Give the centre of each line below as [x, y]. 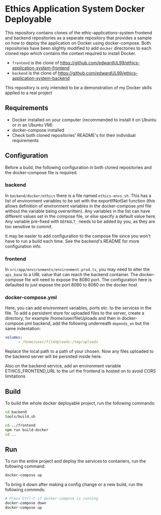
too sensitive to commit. [29, 226]
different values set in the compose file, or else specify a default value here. [81, 216]
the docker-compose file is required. [41, 172]
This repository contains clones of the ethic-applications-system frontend [79, 33]
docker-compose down [26, 503]
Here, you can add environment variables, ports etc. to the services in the [78, 308]
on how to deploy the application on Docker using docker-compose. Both [78, 43]
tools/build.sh [20, 416]
